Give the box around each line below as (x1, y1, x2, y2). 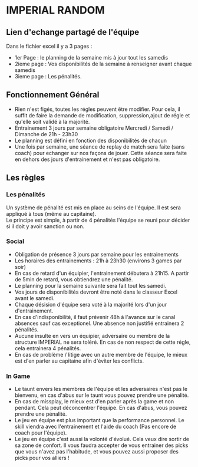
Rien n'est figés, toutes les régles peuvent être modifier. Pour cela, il (14, 106, 181, 113)
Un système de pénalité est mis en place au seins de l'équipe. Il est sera (6, 204, 181, 211)
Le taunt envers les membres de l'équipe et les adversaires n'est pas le (14, 386, 187, 393)
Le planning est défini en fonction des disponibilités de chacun (14, 137, 167, 144)
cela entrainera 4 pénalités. (14, 344, 81, 351)
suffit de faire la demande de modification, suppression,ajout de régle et (14, 111, 190, 119)
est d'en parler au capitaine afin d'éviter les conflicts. (14, 357, 144, 364)
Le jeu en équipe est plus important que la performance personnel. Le (14, 417, 184, 424)
